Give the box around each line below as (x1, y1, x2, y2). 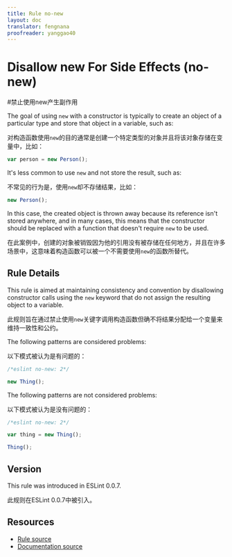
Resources (7, 516, 55, 528)
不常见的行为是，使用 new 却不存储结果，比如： (7, 183, 139, 191)
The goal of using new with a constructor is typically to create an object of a (7, 112, 222, 120)
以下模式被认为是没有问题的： (7, 405, 92, 413)
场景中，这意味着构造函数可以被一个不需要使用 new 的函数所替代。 (7, 247, 193, 255)
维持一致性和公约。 (7, 323, 62, 332)
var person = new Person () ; (7, 156, 89, 163)
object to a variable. (7, 300, 64, 309)
